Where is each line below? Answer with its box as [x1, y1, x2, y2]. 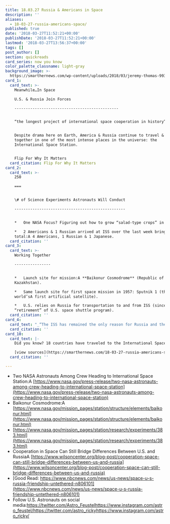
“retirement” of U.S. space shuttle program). [14, 308, 114, 313]
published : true [5, 26, 39, 31]
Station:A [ [12, 378, 35, 384]
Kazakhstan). [14, 280, 42, 285]
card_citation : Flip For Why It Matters [10, 160, 96, 166]
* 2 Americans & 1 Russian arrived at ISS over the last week [14, 229, 153, 234]
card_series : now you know [5, 59, 62, 64]
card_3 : [5, 244, 22, 249]
